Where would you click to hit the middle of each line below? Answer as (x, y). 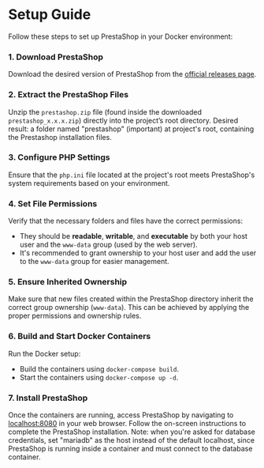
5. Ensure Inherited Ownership (68, 282)
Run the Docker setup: (45, 353)
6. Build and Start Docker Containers (80, 336)
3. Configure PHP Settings (59, 157)
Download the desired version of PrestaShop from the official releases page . (132, 74)
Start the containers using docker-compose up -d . (99, 377)
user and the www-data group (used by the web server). (109, 245)
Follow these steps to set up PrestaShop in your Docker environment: (121, 36)
